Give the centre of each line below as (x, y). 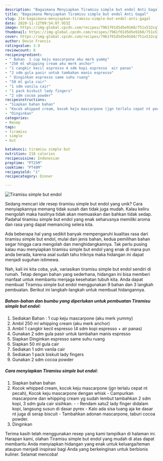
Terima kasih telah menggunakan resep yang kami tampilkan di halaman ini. (81, 434)
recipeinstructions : (26, 100)
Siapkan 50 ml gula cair (35, 344)
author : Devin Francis (28, 41)
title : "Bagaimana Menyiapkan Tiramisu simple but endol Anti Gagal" (77, 14)
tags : (10, 127)
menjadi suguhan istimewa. (32, 260)
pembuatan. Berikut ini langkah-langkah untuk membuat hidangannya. (75, 290)
